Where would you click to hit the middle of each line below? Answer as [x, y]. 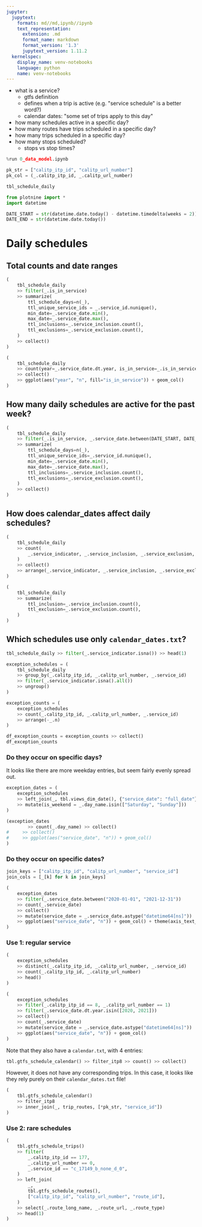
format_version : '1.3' [50, 46]
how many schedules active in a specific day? [72, 123]
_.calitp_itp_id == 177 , [59, 1157]
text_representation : [44, 29]
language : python [39, 68]
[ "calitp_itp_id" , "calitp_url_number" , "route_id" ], [96, 1196]
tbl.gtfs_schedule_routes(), [64, 1191]
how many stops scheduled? [50, 142]
